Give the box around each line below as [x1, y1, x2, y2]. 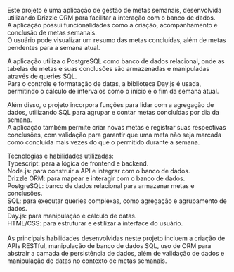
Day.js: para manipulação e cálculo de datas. [7, 211, 137, 220]
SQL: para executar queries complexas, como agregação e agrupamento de [7, 197, 227, 205]
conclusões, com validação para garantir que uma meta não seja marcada [7, 130, 222, 139]
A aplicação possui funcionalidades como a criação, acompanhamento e [7, 21, 218, 29]
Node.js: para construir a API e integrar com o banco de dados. [7, 167, 190, 175]
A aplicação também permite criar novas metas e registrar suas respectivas [7, 123, 226, 131]
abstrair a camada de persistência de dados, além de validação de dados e [7, 249, 225, 257]
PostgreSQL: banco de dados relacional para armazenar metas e [7, 182, 195, 190]
